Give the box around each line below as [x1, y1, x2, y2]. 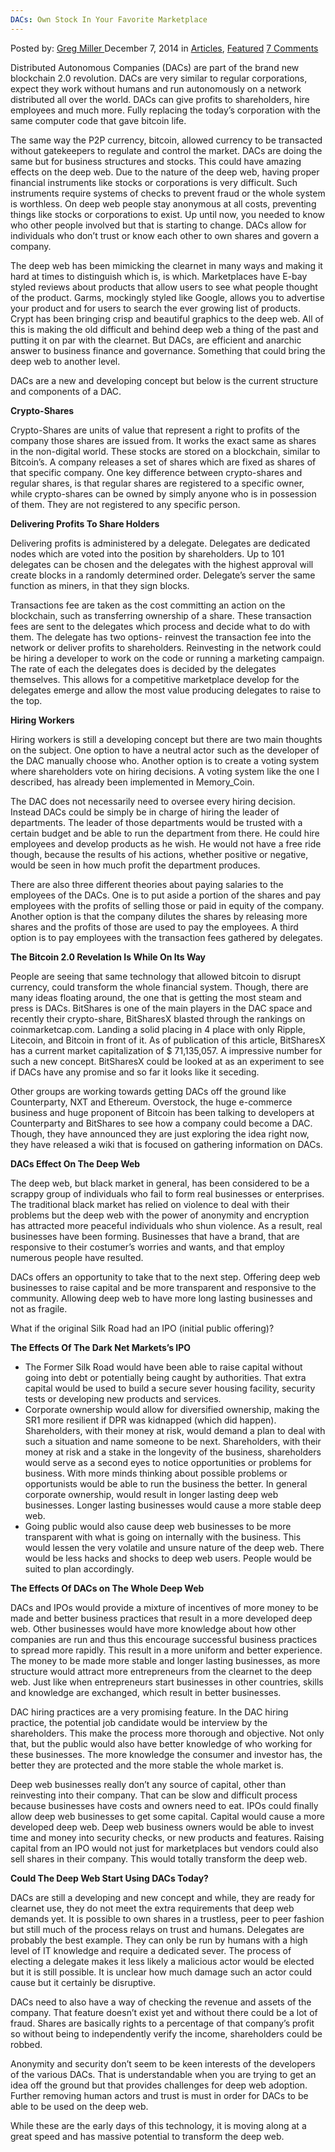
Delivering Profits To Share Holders [10, 517, 160, 530]
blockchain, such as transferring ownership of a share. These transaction [10, 609, 312, 621]
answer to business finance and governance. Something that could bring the [10, 344, 326, 356]
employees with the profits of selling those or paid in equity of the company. [10, 899, 325, 911]
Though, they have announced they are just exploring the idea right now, [10, 1127, 310, 1140]
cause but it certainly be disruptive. [10, 1976, 157, 1988]
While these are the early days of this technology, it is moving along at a [10, 2119, 307, 2131]
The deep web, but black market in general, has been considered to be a [10, 1177, 310, 1189]
